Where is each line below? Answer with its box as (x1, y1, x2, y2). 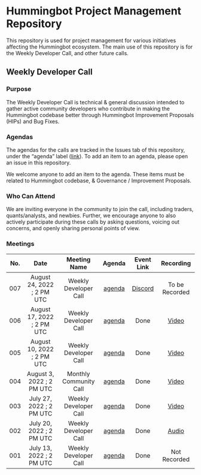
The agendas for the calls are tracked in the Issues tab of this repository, (6, 146, 185, 154)
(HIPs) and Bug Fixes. (6, 118, 60, 125)
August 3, (26, 369, 54, 378)
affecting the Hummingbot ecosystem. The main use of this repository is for (6, 43, 193, 50)
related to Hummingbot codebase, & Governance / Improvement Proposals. (6, 177, 191, 184)
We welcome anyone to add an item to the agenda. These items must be (6, 170, 184, 178)
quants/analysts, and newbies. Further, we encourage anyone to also (6, 212, 176, 220)
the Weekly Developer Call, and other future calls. (6, 49, 129, 56)
